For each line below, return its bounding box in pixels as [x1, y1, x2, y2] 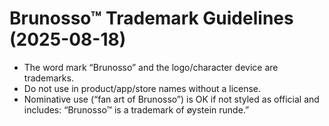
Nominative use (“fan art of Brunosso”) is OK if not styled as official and [23, 93, 320, 105]
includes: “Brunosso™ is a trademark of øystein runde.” [23, 103, 250, 116]
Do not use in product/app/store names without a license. [23, 82, 262, 94]
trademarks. [23, 72, 74, 84]
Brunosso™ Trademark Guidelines [9, 7, 294, 30]
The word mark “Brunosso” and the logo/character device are [23, 61, 279, 73]
